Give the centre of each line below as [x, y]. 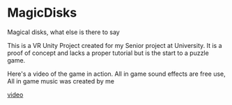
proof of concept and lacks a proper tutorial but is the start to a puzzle [108, 53]
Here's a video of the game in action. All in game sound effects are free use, [117, 74]
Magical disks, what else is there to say [63, 32]
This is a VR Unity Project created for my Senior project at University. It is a [115, 45]
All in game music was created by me [61, 81]
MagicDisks [42, 13]
